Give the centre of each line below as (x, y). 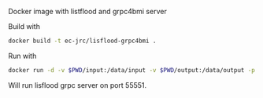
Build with (24, 26)
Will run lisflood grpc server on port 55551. (78, 85)
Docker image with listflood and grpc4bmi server (87, 11)
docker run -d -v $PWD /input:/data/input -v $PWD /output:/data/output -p (132, 70)
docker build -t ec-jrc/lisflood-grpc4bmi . (82, 41)
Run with (22, 56)
